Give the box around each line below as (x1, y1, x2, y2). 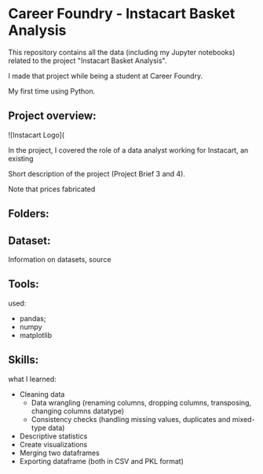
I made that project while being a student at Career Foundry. (8, 71, 203, 80)
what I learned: (8, 374, 57, 383)
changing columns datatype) (31, 406, 125, 416)
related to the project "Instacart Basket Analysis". (8, 56, 167, 65)
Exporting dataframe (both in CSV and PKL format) (19, 456, 184, 465)
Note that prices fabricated (8, 184, 96, 194)
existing (8, 154, 34, 163)
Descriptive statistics (19, 431, 88, 441)
